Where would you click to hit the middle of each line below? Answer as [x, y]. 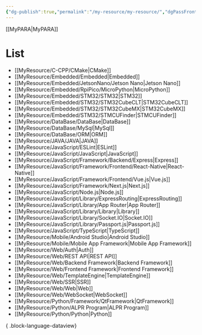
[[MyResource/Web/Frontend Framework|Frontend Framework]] [94, 269]
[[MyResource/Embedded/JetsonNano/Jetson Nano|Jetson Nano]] [97, 83]
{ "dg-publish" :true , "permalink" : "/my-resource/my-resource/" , [85, 12]
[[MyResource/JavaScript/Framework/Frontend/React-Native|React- [99, 166]
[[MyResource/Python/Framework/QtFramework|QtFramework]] [94, 301]
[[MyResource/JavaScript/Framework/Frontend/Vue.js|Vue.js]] [92, 179]
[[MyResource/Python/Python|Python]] [63, 314]
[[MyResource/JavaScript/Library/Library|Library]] [77, 211]
